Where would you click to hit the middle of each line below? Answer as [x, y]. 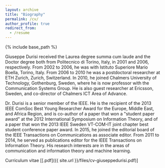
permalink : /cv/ [22, 19]
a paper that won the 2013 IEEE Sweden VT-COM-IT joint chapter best [77, 124]
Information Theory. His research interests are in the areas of [67, 145]
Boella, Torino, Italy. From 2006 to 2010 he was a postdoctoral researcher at [82, 72]
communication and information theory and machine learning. [68, 151]
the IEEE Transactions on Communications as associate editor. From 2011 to [82, 135]
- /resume [20, 33]
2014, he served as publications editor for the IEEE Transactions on [74, 140]
